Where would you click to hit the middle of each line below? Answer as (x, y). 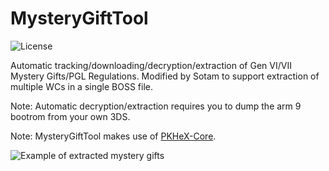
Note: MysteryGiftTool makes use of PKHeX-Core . (113, 136)
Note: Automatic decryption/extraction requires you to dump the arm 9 (156, 106)
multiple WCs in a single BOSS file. (81, 86)
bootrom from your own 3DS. (70, 116)
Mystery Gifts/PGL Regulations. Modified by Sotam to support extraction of (165, 76)
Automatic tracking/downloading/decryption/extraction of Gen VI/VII (151, 65)
